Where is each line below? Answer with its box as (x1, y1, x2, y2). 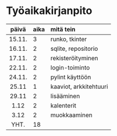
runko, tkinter (50, 35, 87, 43)
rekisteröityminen (50, 54, 98, 62)
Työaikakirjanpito (6, 4, 93, 18)
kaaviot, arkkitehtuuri (50, 82, 108, 90)
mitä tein (50, 25, 76, 33)
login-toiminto (50, 63, 90, 71)
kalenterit (50, 101, 77, 109)
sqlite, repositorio (50, 44, 98, 53)
